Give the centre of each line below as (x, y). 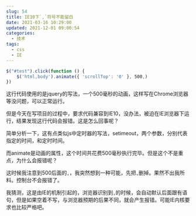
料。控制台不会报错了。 (34, 180)
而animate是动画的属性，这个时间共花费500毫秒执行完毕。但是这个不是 (92, 153)
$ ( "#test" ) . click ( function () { (45, 71)
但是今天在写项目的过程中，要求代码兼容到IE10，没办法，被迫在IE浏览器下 (95, 114)
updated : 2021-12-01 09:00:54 (43, 28)
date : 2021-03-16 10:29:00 (39, 22)
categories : (20, 33)
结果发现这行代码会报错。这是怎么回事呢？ (67, 121)
